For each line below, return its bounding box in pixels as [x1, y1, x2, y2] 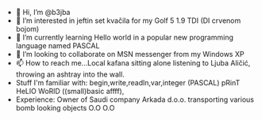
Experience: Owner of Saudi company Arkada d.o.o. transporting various [15, 95, 254, 104]
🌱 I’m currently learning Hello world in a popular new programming [15, 32, 234, 42]
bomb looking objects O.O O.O [15, 103, 115, 112]
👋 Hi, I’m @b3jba [15, 8, 71, 17]
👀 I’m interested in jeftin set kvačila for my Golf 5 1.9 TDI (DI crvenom [15, 16, 241, 25]
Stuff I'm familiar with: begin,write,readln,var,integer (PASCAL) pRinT [15, 78, 241, 87]
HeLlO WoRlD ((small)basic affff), [15, 87, 125, 96]
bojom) [15, 24, 40, 33]
